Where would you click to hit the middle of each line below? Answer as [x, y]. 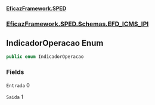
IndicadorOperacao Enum [55, 43]
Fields [15, 72]
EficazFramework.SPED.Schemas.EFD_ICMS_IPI [77, 24]
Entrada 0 [18, 85]
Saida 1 [15, 97]
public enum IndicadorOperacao [45, 57]
